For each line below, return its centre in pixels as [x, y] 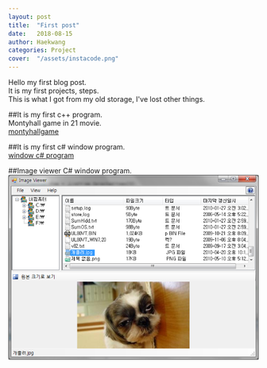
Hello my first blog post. [48, 82]
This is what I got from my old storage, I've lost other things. [106, 99]
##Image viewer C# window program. [70, 170]
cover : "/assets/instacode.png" [64, 59]
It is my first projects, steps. [54, 91]
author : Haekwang [37, 42]
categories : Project [43, 50]
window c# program [41, 155]
